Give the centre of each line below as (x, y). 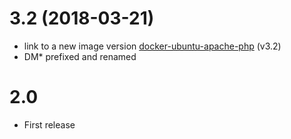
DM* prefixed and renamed (80, 56)
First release (49, 124)
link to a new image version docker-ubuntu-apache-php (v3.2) (152, 46)
